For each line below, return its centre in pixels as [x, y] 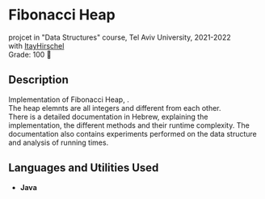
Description [38, 80]
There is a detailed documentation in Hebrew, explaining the [108, 116]
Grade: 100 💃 [30, 54]
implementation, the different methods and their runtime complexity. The [129, 125]
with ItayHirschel [36, 45]
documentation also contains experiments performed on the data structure [132, 133]
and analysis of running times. [59, 142]
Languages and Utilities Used [84, 168]
